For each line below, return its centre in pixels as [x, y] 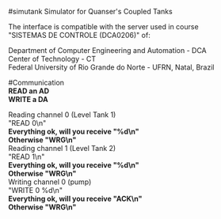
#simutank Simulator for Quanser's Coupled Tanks [90, 11]
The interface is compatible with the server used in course [104, 26]
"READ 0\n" [27, 123]
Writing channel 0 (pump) [50, 182]
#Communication [36, 83]
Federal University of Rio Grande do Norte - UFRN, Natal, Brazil [111, 67]
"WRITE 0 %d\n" [36, 190]
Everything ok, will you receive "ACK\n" [75, 198]
